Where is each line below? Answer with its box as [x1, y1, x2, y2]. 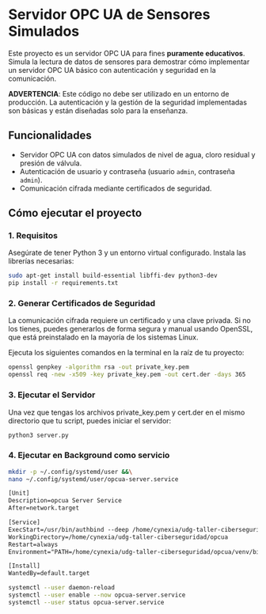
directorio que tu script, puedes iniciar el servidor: [8, 415, 172, 425]
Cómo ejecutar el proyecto [8, 207, 142, 220]
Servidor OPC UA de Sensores [8, 6, 211, 24]
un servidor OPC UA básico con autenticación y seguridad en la [8, 65, 216, 74]
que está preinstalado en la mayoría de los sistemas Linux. [8, 332, 199, 342]
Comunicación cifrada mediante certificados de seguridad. [19, 184, 212, 193]
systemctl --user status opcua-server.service [8, 598, 165, 606]
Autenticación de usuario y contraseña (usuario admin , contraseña [19, 166, 235, 176]
